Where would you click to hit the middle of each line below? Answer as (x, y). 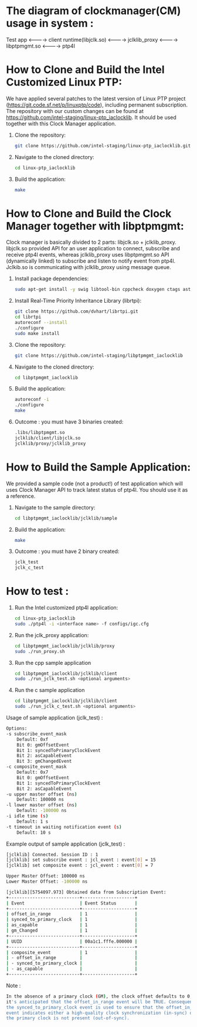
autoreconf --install (41, 323)
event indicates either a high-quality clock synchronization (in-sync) (97, 1013)
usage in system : (50, 23)
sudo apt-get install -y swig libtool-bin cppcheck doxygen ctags (97, 290)
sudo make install (37, 333)
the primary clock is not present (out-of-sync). (68, 1018)
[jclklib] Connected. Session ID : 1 (52, 854)
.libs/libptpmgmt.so (40, 433)
